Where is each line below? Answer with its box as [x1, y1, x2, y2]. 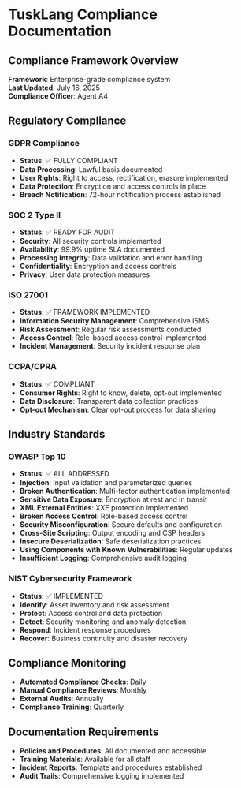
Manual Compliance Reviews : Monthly [19, 685, 147, 695]
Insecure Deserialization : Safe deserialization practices [19, 536, 202, 546]
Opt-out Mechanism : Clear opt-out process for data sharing [19, 405, 217, 414]
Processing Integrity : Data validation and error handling [19, 252, 202, 262]
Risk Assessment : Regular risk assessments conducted [19, 325, 202, 334]
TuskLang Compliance [8, 6, 158, 24]
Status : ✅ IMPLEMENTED [19, 591, 104, 600]
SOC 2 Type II [8, 209, 61, 220]
